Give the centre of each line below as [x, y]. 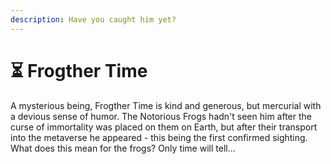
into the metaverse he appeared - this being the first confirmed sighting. [159, 137]
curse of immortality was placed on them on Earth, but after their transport [164, 127]
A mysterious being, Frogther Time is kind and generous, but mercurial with [166, 105]
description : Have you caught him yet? [93, 19]
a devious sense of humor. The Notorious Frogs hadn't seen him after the [161, 116]
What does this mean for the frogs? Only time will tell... [123, 148]
